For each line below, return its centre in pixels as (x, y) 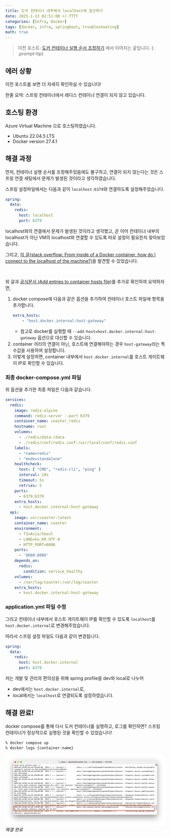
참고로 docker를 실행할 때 (46, 331)
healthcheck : (28, 464)
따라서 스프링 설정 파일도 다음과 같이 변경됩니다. (53, 636)
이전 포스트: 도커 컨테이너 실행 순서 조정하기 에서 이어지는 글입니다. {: (86, 48)
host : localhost (36, 215)
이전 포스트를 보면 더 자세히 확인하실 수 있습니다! (53, 84)
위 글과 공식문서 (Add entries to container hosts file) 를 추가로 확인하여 (76, 281)
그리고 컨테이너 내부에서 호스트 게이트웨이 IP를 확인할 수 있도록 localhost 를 (80, 619)
